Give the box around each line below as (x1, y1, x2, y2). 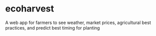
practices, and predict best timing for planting (5, 24, 100, 30)
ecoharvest (5, 3, 54, 14)
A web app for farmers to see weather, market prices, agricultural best (5, 19, 151, 25)
